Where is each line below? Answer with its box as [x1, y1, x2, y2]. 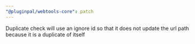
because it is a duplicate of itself [5, 31, 86, 38]
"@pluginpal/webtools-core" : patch [5, 8, 94, 15]
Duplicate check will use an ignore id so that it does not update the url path [5, 25, 190, 32]
